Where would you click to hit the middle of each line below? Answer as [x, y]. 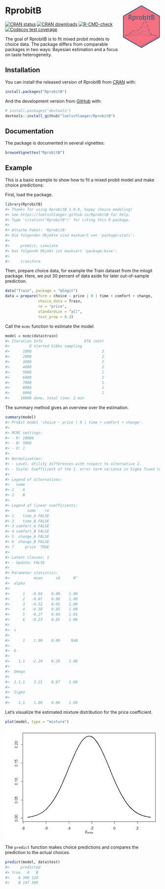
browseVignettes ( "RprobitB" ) [35, 153]
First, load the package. [29, 194]
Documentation [29, 131]
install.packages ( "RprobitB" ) [36, 92]
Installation [23, 70]
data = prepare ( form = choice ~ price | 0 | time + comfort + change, [79, 296]
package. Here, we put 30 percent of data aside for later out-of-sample [77, 276]
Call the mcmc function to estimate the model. [50, 326]
